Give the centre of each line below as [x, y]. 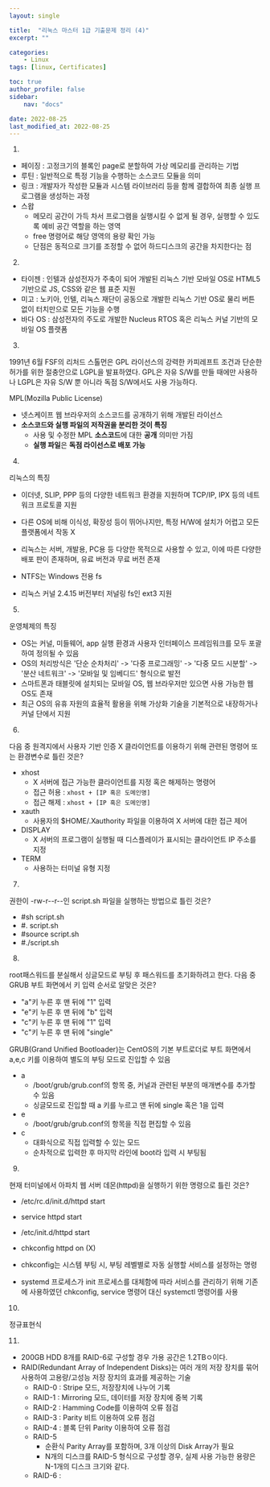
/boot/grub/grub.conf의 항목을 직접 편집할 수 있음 [112, 1124]
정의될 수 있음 [57, 654]
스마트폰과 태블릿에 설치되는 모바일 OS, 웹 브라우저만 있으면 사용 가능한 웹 [137, 684]
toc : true [26, 82]
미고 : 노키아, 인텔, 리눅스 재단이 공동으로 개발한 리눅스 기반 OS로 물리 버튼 [138, 299]
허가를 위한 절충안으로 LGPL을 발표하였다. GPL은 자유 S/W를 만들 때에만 [123, 372]
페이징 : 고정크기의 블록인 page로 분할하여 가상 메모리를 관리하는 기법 [130, 166]
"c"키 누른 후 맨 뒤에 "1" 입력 [66, 1022]
